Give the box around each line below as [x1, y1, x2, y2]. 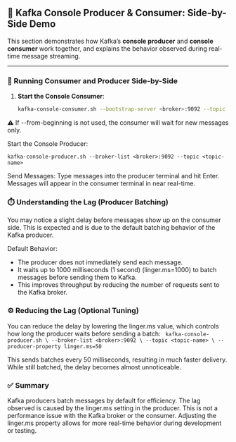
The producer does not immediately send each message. [17, 258, 183, 266]
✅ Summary [7, 380, 49, 390]
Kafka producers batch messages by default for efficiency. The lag [7, 396, 201, 405]
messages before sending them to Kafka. [17, 273, 137, 282]
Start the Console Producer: [7, 139, 88, 148]
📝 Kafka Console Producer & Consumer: [7, 7, 185, 19]
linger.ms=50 [63, 343, 102, 350]
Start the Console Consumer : [17, 92, 105, 101]
